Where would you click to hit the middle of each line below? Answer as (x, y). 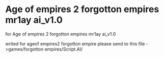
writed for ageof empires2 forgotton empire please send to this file (75, 43)
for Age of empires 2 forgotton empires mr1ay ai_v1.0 (61, 34)
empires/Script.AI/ (64, 49)
